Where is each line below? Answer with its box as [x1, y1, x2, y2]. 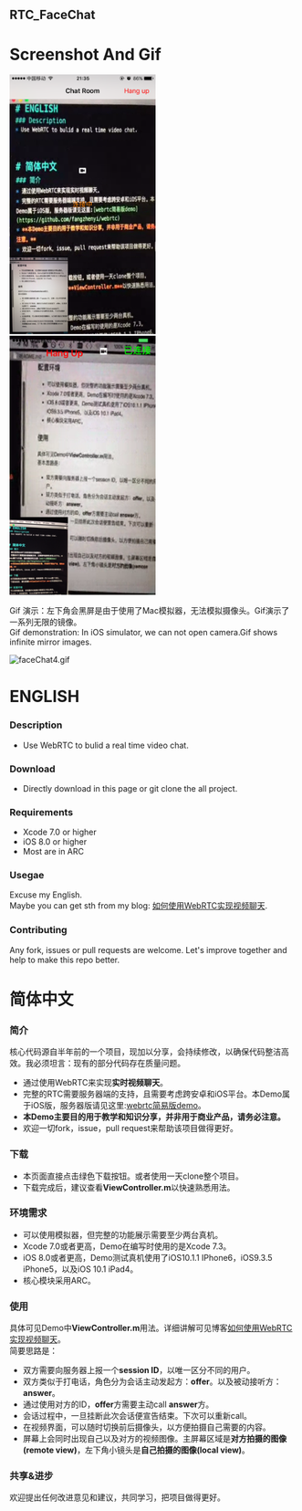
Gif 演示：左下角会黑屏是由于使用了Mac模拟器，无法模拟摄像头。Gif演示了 [9, 605, 290, 616]
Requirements [9, 805, 74, 818]
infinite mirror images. [9, 636, 92, 647]
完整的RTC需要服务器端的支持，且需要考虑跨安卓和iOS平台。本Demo [22, 1088, 283, 1099]
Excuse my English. [9, 889, 83, 900]
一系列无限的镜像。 [9, 616, 82, 628]
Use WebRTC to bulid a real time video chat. [22, 740, 189, 750]
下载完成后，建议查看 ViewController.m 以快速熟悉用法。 [22, 1181, 235, 1192]
